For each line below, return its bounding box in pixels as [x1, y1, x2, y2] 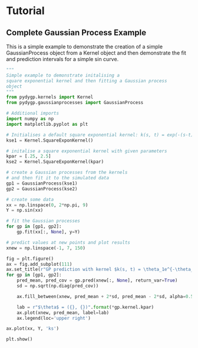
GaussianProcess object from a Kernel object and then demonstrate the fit [6, 49, 187, 56]
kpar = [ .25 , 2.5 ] [6, 153, 51, 159]
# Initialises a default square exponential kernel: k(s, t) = [6, 132, 165, 138]
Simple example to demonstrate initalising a [6, 72, 120, 78]
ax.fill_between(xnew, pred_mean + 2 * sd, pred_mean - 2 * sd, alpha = [16, 293, 186, 299]
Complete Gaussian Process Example [6, 28, 147, 38]
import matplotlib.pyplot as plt [6, 121, 88, 127]
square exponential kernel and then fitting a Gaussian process [6, 78, 167, 83]
